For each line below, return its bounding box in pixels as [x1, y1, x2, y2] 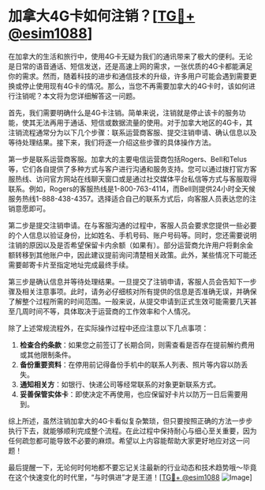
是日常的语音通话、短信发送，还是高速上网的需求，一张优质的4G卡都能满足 [8, 61, 253, 71]
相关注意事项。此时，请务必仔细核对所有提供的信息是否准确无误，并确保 [21, 286, 257, 296]
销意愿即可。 [8, 203, 50, 213]
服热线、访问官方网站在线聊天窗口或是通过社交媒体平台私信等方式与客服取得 [8, 174, 257, 183]
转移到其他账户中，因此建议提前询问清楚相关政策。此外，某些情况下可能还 [14, 250, 257, 259]
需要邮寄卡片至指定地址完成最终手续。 [8, 260, 132, 269]
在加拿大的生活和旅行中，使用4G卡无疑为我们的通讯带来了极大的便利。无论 [8, 51, 253, 61]
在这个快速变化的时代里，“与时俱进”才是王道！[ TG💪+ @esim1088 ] [8, 472, 252, 482]
